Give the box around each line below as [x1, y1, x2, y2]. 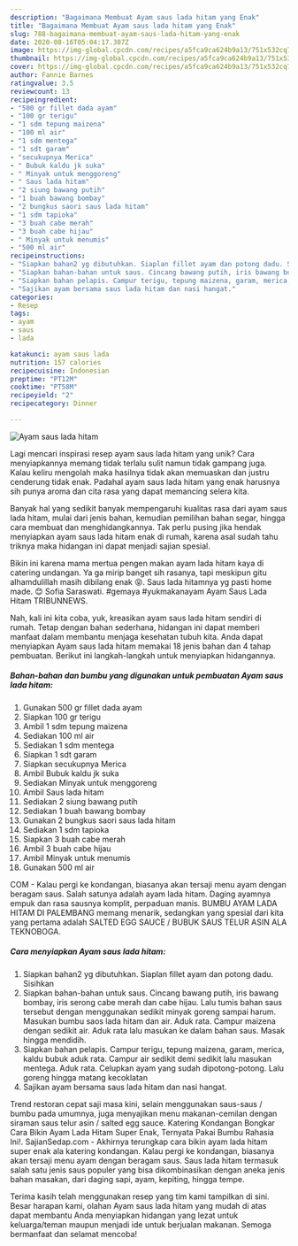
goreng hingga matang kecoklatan [22, 1072, 149, 1082]
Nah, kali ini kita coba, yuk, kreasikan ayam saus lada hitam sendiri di [10, 612, 262, 623]
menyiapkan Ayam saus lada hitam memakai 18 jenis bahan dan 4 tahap [10, 641, 271, 651]
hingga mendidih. [22, 1034, 87, 1045]
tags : [10, 309, 30, 319]
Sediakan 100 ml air [22, 730, 95, 741]
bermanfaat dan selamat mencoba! [10, 1228, 138, 1239]
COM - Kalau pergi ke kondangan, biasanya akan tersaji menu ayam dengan [10, 879, 287, 889]
